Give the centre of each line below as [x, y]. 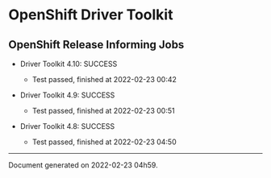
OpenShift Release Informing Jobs [96, 45]
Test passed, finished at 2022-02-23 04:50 [104, 142]
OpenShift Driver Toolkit [91, 15]
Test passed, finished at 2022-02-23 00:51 [103, 111]
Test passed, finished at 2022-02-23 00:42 [104, 79]
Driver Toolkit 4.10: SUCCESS [69, 64]
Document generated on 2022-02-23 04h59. [83, 165]
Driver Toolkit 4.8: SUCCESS [67, 126]
